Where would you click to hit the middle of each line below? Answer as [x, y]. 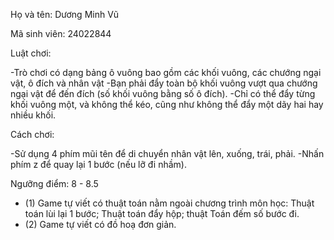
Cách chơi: [32, 134]
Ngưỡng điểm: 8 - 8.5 [54, 183]
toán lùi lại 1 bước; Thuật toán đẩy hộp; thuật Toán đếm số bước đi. [162, 213]
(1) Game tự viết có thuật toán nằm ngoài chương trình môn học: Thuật [169, 203]
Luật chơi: [31, 53]
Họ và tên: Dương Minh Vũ [65, 14]
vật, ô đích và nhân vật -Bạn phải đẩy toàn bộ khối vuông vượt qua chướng [164, 83]
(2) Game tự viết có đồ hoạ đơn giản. [100, 224]
